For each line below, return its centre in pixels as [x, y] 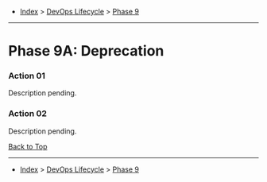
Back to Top [28, 146]
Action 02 [28, 114]
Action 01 [27, 76]
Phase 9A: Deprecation [86, 51]
